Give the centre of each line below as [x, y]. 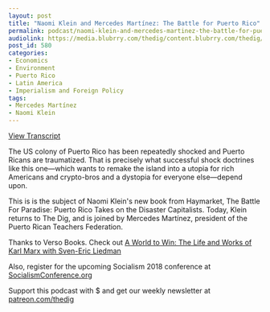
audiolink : [27, 38]
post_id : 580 [30, 46]
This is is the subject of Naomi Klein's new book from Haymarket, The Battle [134, 201]
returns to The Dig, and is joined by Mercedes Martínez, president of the [128, 218]
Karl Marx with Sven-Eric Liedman [65, 251]
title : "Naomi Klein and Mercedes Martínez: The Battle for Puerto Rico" [135, 23]
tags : [17, 98]
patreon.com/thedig [41, 299]
